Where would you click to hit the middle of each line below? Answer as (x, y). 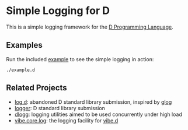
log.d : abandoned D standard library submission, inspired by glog (93, 102)
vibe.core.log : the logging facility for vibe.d (66, 120)
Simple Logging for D (58, 11)
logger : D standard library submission (60, 108)
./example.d (20, 70)
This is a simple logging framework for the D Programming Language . (90, 27)
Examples (24, 45)
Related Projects (36, 88)
